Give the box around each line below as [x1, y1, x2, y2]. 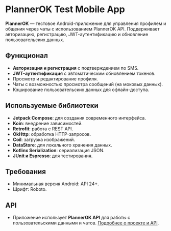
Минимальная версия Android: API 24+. [12, 181, 99, 187]
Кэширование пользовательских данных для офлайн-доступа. [12, 86, 150, 93]
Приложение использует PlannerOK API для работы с [12, 215, 131, 221]
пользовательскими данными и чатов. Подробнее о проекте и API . [12, 220, 159, 226]
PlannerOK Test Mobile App [5, 4, 125, 15]
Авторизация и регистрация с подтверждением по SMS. [12, 65, 139, 71]
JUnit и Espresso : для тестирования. [12, 153, 93, 159]
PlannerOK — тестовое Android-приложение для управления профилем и [5, 20, 166, 26]
